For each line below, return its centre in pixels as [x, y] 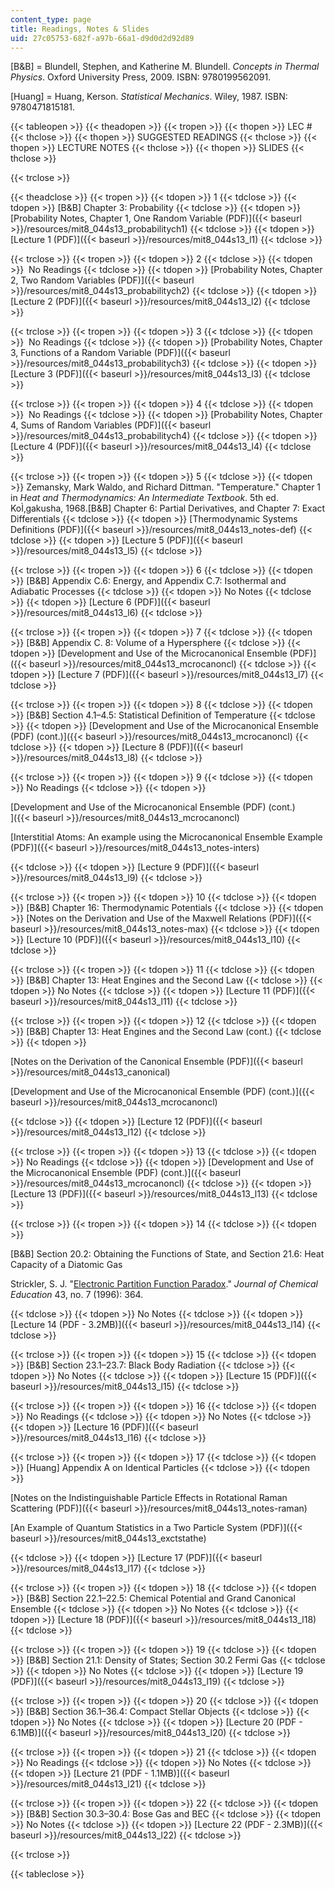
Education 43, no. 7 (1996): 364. [77, 1295]
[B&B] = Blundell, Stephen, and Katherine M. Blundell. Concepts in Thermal [165, 67]
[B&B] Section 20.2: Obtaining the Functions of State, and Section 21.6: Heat [167, 1254]
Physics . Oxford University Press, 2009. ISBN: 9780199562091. [141, 77]
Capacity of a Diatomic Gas [66, 1265]
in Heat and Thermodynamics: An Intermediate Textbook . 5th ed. [144, 498]
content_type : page [51, 19]
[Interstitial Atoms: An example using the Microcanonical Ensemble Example [166, 837]
